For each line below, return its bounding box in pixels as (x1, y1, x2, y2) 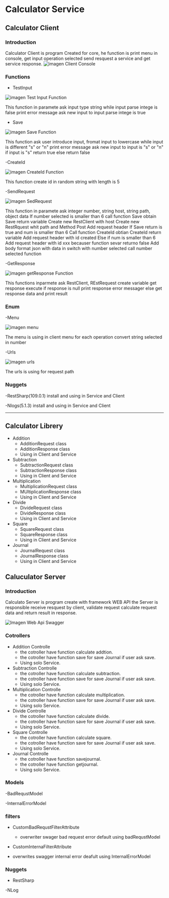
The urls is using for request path (5, 369, 74, 375)
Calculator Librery (5, 422, 63, 431)
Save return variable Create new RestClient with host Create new (5, 219, 140, 225)
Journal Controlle (12, 751, 49, 757)
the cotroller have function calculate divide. (20, 713, 110, 719)
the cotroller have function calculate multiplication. (20, 692, 125, 698)
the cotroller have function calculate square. (20, 734, 112, 741)
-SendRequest (5, 189, 35, 195)
